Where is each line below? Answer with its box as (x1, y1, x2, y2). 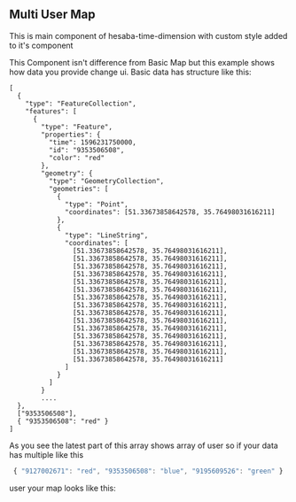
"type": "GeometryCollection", (48, 176, 165, 185)
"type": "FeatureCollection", (25, 99, 137, 108)
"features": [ (25, 106, 77, 116)
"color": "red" (48, 153, 105, 162)
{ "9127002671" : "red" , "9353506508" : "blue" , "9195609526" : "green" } (12, 467, 284, 475)
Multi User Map (9, 7, 96, 22)
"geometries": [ (48, 184, 109, 193)
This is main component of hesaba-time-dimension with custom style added (9, 30, 288, 41)
